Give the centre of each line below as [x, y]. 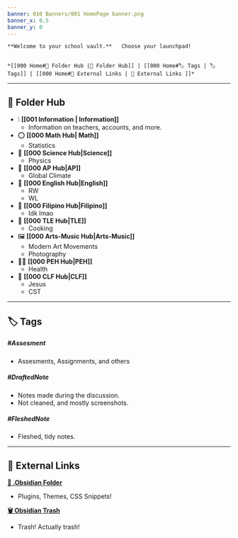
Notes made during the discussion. [69, 395]
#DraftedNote [28, 377]
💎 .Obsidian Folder [35, 483]
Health [38, 269]
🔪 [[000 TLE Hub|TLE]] [52, 221]
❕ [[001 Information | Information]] [68, 119]
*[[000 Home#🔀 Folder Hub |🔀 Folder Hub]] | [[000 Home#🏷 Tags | [107, 66]
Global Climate [50, 176]
